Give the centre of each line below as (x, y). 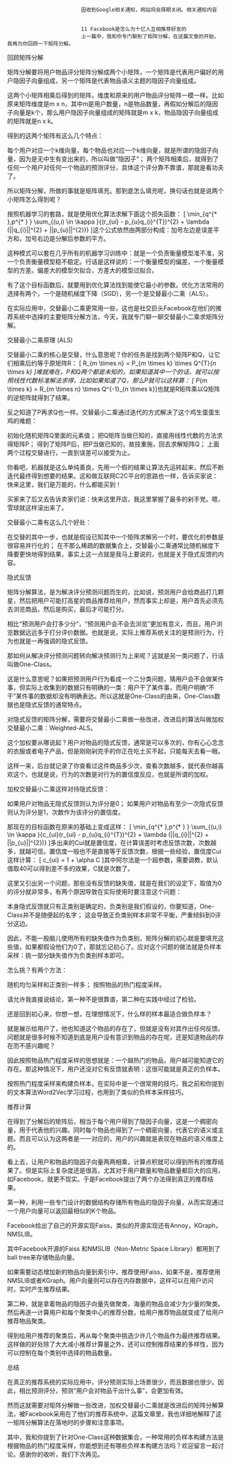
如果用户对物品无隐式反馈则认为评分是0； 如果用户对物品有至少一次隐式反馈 (115, 803)
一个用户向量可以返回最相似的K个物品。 (64, 1211)
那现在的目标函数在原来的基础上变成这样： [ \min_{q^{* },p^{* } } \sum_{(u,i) (114, 827)
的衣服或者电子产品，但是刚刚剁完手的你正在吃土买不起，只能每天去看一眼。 (115, 751)
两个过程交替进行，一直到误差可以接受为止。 (70, 452)
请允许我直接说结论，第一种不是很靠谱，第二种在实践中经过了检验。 (103, 999)
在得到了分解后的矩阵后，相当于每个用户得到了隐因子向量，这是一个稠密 (109, 1121)
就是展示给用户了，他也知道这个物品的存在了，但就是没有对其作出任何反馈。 (115, 1028)
